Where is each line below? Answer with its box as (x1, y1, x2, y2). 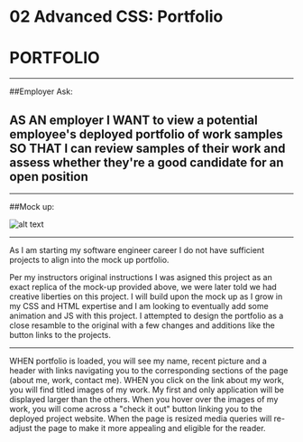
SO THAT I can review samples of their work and (9, 140, 286, 155)
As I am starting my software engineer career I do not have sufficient (9, 244, 264, 255)
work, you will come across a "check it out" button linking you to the (9, 403, 263, 414)
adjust (9, 422, 33, 433)
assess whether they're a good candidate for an (9, 155, 284, 170)
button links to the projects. (9, 329, 111, 340)
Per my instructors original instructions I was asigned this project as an (9, 271, 272, 282)
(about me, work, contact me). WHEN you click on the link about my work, (9, 374, 285, 385)
